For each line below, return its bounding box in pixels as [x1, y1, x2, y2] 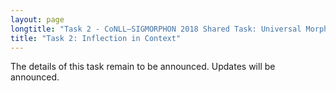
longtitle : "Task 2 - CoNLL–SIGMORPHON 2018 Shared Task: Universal [10, 24, 302, 34]
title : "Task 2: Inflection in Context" [10, 33, 182, 43]
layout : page [10, 14, 65, 25]
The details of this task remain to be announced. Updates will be [10, 61, 276, 73]
